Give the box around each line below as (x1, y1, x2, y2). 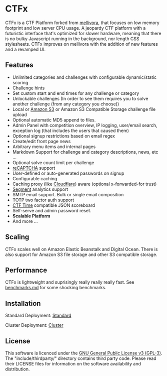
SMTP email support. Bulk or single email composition (12, 191, 124, 197)
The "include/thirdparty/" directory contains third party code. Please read (5, 355, 156, 361)
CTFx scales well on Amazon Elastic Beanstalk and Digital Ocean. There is (5, 246, 158, 252)
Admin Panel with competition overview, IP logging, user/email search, (12, 122, 157, 128)
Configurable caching (12, 175, 57, 181)
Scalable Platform (12, 213, 50, 219)
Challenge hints (12, 85, 45, 91)
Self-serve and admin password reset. (12, 207, 91, 213)
